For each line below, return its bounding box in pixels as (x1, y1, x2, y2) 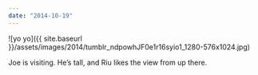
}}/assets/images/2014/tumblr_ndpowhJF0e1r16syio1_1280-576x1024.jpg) (8, 41, 250, 52)
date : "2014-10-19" (8, 11, 73, 20)
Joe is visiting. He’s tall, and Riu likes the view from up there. (8, 57, 208, 67)
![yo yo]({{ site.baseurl (8, 34, 82, 43)
